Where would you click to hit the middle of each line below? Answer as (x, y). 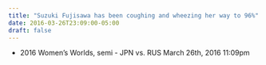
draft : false (30, 30)
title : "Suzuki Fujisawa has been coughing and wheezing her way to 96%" (134, 15)
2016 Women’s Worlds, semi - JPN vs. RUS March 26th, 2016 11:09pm (135, 53)
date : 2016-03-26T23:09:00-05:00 (64, 23)
